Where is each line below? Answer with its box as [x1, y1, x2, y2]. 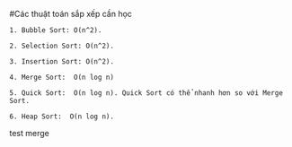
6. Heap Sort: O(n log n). [9, 112, 115, 121]
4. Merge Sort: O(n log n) [9, 73, 115, 82]
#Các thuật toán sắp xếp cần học [9, 9, 133, 19]
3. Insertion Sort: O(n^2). [9, 57, 115, 66]
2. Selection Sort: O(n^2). [9, 41, 115, 50]
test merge [9, 128, 49, 138]
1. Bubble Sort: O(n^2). [9, 26, 102, 35]
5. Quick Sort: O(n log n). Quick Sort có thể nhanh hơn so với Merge [9, 89, 283, 98]
